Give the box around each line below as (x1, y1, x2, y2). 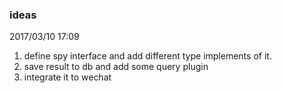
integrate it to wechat (23, 71, 112, 83)
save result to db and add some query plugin (23, 61, 209, 73)
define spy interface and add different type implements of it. (23, 50, 272, 62)
